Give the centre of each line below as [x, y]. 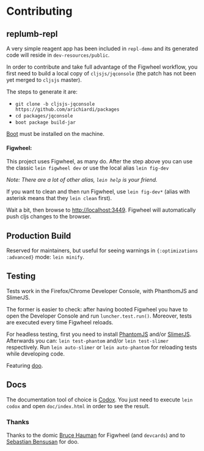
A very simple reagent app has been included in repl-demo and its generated [102, 48]
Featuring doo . [25, 365]
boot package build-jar [46, 122]
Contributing [39, 11]
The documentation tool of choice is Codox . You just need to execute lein [100, 400]
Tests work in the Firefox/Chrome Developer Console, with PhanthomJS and [102, 291]
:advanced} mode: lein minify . [45, 257]
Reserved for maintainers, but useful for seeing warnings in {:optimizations [102, 251]
